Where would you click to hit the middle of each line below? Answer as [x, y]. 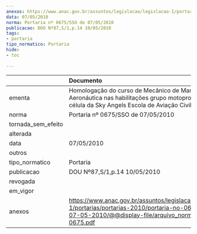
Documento [86, 80]
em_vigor [21, 191]
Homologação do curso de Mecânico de [124, 90]
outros [18, 152]
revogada [22, 181]
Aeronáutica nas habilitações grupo [118, 97]
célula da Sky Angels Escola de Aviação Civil [130, 105]
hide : [13, 50]
